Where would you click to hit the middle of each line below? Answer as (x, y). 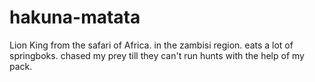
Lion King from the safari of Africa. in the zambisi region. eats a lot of (151, 45)
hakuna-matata (75, 17)
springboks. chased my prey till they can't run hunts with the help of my (157, 55)
